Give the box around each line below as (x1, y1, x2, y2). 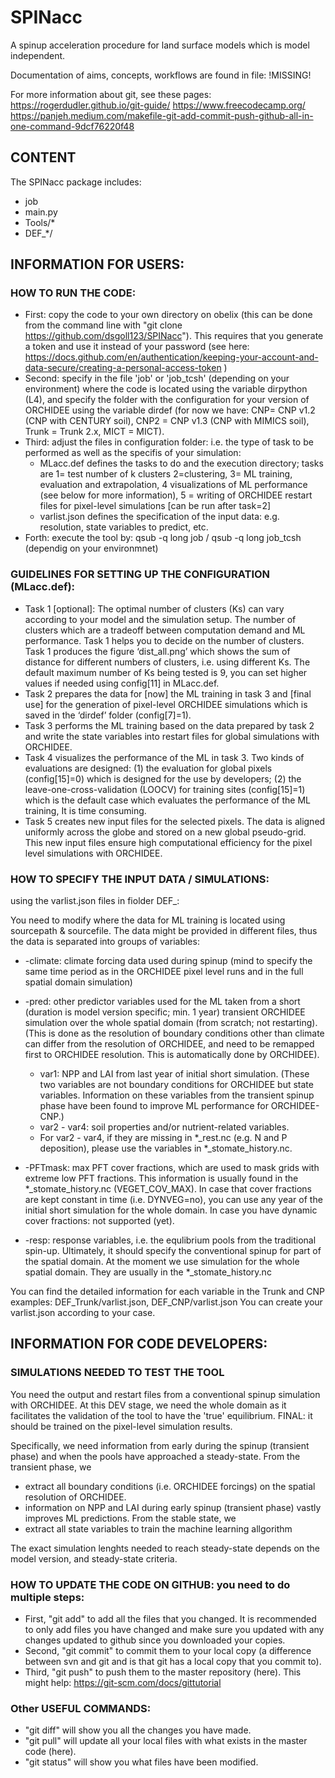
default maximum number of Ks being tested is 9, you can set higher (24, 666, 308, 678)
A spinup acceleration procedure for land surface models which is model (10, 39, 310, 51)
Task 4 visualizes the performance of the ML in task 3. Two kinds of (24, 751, 305, 763)
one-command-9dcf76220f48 (10, 120, 135, 132)
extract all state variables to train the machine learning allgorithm (24, 1522, 293, 1535)
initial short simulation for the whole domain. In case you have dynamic (24, 1204, 318, 1216)
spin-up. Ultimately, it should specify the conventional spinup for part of (24, 1245, 322, 1257)
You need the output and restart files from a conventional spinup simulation (10, 1388, 321, 1400)
